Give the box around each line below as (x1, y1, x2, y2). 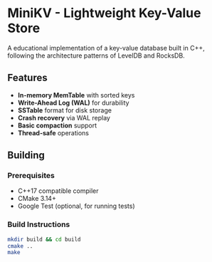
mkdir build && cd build (7, 236, 81, 243)
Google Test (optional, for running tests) (17, 201, 135, 211)
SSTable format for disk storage (17, 105, 112, 115)
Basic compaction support (17, 121, 97, 130)
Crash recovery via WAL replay (17, 113, 110, 122)
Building (7, 150, 45, 162)
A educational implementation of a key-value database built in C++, (7, 43, 205, 52)
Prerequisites (7, 171, 55, 181)
